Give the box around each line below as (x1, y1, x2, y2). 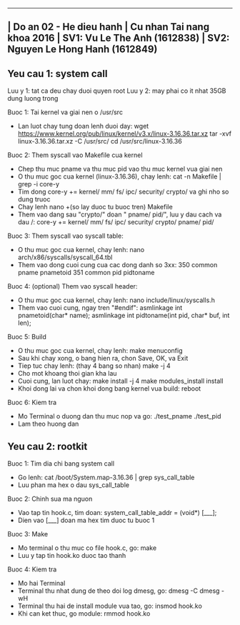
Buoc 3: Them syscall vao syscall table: (7, 231, 124, 240)
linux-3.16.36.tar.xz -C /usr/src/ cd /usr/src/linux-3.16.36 (17, 137, 182, 146)
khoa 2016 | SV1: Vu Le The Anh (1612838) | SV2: (7, 32, 230, 44)
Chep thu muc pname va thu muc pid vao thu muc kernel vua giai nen (17, 165, 223, 174)
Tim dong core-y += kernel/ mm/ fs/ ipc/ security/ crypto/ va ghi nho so (17, 187, 229, 196)
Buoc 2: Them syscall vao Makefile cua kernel (7, 151, 143, 159)
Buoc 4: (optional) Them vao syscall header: (7, 282, 138, 291)
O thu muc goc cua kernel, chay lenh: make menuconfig (17, 346, 184, 355)
